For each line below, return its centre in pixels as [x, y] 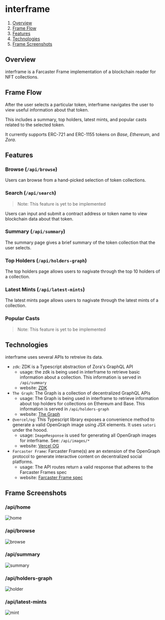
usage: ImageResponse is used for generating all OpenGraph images [88, 435]
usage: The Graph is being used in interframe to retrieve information [89, 398]
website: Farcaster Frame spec [51, 477]
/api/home [18, 507]
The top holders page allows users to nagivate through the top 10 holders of [82, 271]
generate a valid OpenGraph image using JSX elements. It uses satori [84, 425]
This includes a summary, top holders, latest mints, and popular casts [76, 119]
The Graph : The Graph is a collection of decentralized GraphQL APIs [81, 393]
